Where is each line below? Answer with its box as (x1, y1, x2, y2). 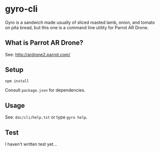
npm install (5, 79, 29, 84)
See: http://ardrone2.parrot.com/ (5, 51, 71, 57)
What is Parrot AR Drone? (5, 39, 83, 47)
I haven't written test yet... (5, 141, 57, 147)
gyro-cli (5, 3, 38, 15)
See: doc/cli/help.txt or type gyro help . (5, 114, 88, 120)
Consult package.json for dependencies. (5, 87, 86, 93)
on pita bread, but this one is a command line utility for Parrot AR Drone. (5, 24, 149, 30)
